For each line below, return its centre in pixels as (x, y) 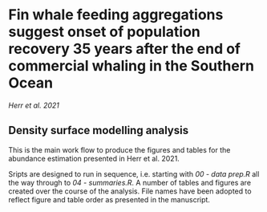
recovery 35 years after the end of (124, 49)
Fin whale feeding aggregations (116, 15)
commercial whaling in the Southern (131, 66)
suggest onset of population (104, 32)
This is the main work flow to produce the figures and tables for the (119, 149)
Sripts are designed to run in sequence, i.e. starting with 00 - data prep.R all (134, 173)
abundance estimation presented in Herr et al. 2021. (94, 158)
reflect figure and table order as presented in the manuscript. (109, 199)
